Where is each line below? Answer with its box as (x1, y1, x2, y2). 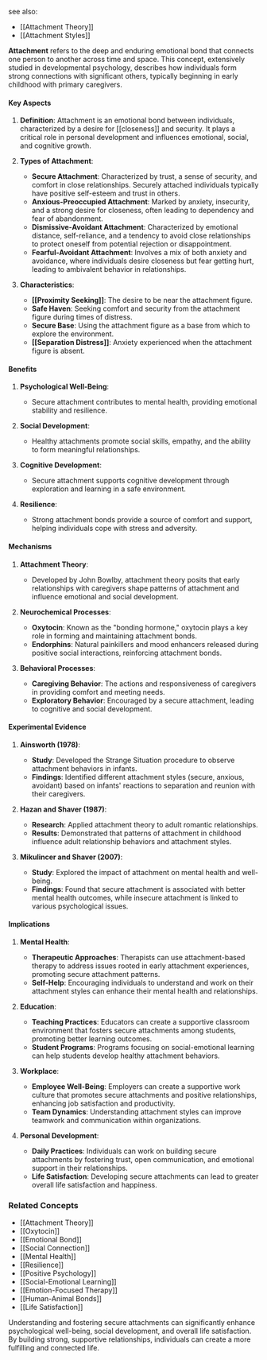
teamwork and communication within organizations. (31, 1116, 201, 1126)
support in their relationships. (31, 1164, 129, 1173)
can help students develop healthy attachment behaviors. (31, 1051, 220, 1060)
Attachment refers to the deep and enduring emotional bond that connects (8, 46, 254, 55)
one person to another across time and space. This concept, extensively (8, 55, 245, 64)
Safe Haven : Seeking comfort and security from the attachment (31, 304, 241, 313)
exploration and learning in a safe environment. (31, 484, 187, 494)
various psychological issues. (31, 901, 129, 911)
